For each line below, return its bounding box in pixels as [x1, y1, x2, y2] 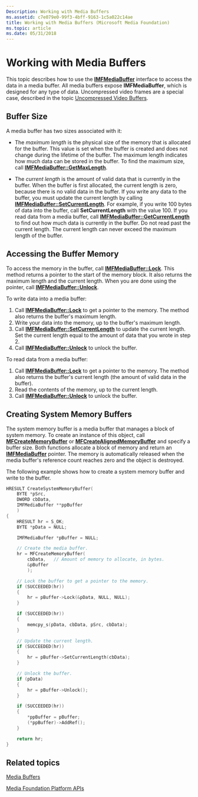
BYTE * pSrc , [16, 491, 46, 497]
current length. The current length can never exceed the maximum [14, 225, 177, 232]
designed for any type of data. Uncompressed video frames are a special [6, 88, 184, 95]
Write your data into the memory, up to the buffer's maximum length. [14, 319, 181, 326]
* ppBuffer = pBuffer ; [27, 714, 81, 720]
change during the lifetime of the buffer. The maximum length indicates [14, 151, 187, 158]
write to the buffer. [6, 474, 51, 481]
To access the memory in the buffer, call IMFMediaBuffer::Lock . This [6, 264, 175, 272]
